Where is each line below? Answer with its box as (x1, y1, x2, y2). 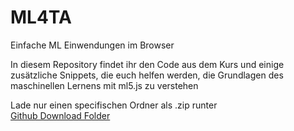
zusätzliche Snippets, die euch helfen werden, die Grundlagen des (10, 69, 284, 81)
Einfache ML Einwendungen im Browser (10, 39, 175, 51)
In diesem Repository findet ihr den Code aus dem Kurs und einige (10, 58, 285, 70)
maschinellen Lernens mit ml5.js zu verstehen (10, 79, 199, 91)
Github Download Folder (10, 109, 111, 121)
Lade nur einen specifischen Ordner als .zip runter (10, 99, 218, 111)
